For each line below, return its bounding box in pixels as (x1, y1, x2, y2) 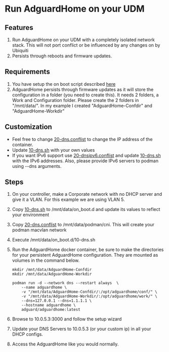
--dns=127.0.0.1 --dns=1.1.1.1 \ (21, 298, 92, 303)
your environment (12, 212, 49, 218)
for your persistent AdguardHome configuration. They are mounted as (12, 252, 158, 258)
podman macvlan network (12, 227, 67, 233)
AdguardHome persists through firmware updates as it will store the (12, 86, 154, 92)
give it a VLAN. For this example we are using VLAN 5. (12, 196, 125, 203)
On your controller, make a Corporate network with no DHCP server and (12, 191, 162, 197)
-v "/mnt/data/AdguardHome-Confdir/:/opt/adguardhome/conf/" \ (21, 290, 157, 295)
